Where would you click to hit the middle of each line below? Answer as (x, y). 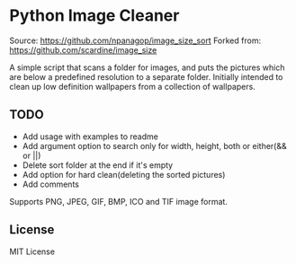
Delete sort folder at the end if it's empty (98, 165)
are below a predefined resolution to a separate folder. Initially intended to (146, 76)
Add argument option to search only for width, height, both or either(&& (154, 145)
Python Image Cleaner (94, 16)
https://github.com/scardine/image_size (83, 49)
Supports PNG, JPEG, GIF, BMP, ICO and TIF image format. (118, 201)
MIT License (32, 251)
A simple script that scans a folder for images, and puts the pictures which (147, 67)
